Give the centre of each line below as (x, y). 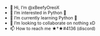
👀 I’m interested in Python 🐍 (38, 13)
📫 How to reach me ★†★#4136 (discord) (52, 28)
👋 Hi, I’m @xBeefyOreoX (35, 8)
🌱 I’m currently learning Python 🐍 (44, 18)
